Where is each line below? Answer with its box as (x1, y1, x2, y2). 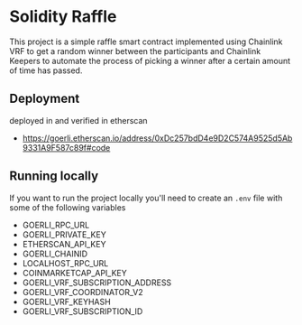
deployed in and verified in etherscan (9, 115, 148, 125)
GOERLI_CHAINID (22, 248, 88, 259)
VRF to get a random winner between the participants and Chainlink (9, 45, 261, 56)
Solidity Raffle (9, 6, 117, 27)
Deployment (9, 91, 80, 107)
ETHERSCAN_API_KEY (22, 238, 106, 249)
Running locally (9, 169, 99, 184)
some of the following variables (9, 201, 126, 213)
